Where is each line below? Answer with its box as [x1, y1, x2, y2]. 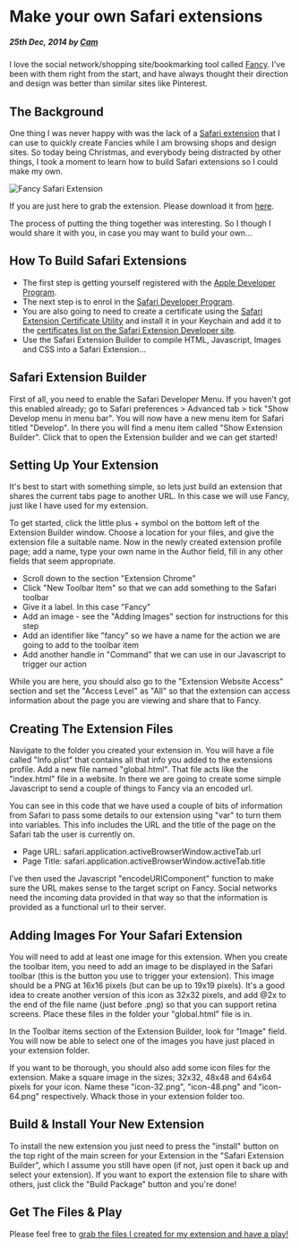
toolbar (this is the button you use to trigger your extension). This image [9, 970, 275, 982]
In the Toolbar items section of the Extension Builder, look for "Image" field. [9, 1026, 287, 1037]
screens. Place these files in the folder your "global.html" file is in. [9, 1009, 253, 1020]
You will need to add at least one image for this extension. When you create [9, 951, 288, 962]
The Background [9, 104, 105, 119]
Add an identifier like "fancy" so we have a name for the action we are [21, 630, 280, 641]
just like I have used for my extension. [9, 500, 149, 512]
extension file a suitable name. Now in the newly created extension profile [9, 537, 282, 547]
